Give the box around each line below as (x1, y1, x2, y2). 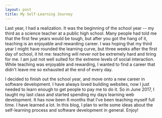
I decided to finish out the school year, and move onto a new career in (5, 76, 145, 82)
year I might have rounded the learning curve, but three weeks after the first (5, 46, 157, 52)
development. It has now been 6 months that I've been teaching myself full (5, 97, 155, 102)
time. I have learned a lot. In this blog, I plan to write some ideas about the (5, 102, 153, 108)
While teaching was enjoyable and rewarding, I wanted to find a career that (5, 61, 156, 67)
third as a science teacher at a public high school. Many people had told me (5, 30, 157, 36)
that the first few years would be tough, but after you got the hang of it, (5, 35, 147, 41)
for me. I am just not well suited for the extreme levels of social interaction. (5, 56, 155, 62)
